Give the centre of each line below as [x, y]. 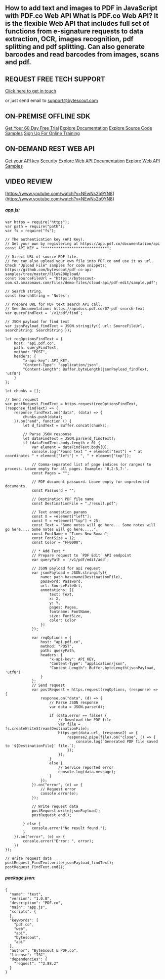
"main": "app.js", [29, 907]
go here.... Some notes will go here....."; [52, 529]
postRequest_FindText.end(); [35, 867]
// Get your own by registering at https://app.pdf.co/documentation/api [83, 244]
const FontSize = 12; [54, 538]
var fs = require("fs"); [31, 231]
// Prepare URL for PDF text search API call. [54, 304]
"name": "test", [26, 894]
